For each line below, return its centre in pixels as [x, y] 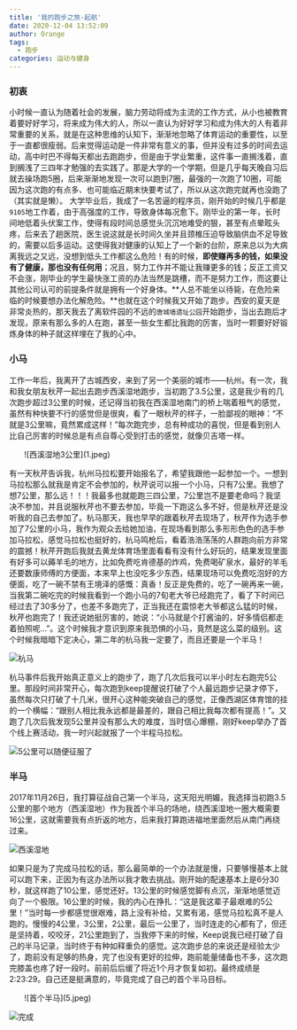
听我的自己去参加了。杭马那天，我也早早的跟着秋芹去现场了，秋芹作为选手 [145, 517]
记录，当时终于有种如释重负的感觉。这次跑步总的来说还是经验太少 [160, 946]
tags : [19, 42]
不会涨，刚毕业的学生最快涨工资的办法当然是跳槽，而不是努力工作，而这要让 [148, 278]
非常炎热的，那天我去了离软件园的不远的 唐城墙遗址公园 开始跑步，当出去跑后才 [148, 312]
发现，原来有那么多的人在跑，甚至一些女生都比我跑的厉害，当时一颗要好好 [145, 323]
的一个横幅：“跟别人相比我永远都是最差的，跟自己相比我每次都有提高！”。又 [148, 710]
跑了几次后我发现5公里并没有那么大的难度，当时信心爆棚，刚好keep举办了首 [148, 721]
